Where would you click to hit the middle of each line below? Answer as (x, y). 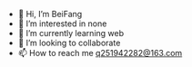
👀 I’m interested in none (62, 24)
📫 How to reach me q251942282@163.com (100, 53)
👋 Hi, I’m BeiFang (50, 14)
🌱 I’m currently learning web (71, 33)
